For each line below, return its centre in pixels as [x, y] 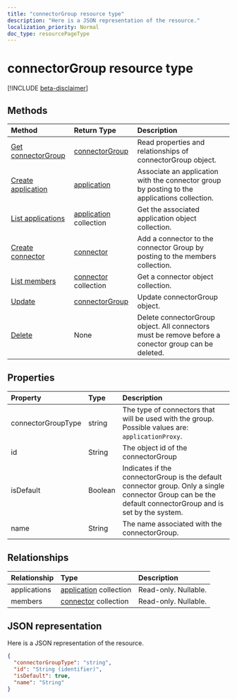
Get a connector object [175, 277]
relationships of [163, 151]
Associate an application [178, 172]
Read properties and [171, 142]
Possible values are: [156, 427]
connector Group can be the [169, 495]
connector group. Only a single [174, 485]
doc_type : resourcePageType [49, 34]
